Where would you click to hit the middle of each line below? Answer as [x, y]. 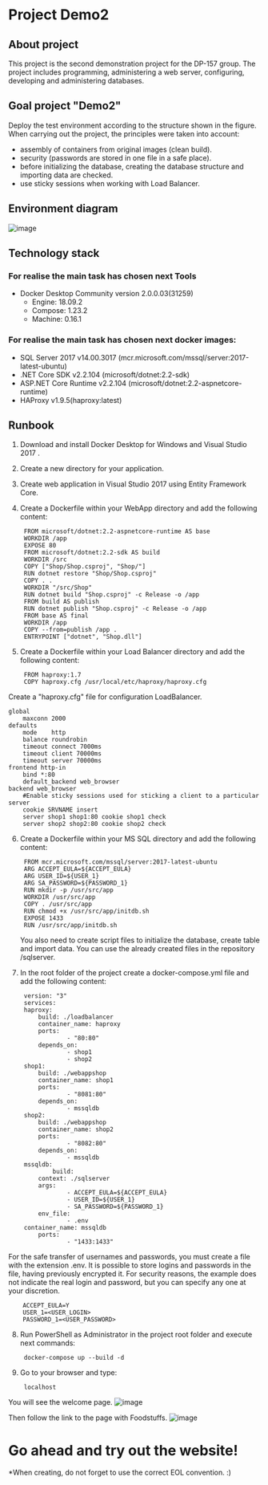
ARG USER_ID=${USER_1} [62, 877]
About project [43, 45]
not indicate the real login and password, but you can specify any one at [127, 1283]
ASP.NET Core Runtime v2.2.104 [73, 383]
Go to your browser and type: [68, 1373]
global [19, 712]
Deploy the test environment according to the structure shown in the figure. [133, 125]
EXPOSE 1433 [44, 918]
